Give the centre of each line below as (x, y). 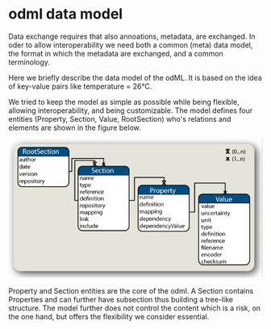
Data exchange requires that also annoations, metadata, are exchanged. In (132, 36)
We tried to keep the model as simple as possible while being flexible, (124, 102)
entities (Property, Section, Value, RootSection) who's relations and (120, 119)
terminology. (29, 62)
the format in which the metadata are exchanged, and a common (116, 53)
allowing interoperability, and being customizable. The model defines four (131, 110)
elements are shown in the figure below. (75, 127)
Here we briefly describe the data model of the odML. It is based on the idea (135, 77)
